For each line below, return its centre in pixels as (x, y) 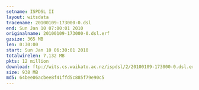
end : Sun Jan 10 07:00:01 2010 (45, 28)
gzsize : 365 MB (25, 39)
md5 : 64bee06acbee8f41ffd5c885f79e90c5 (55, 78)
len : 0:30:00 (22, 45)
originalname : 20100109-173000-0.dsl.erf (58, 34)
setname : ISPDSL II (30, 12)
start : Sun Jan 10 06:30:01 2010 (47, 50)
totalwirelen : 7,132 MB (36, 56)
